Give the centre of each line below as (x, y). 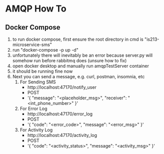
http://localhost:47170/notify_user (62, 87)
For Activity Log (36, 130)
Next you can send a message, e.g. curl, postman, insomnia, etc (78, 76)
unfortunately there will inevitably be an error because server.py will (82, 55)
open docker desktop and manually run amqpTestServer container (80, 66)
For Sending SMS (38, 82)
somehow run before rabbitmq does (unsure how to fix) (69, 60)
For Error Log (33, 109)
